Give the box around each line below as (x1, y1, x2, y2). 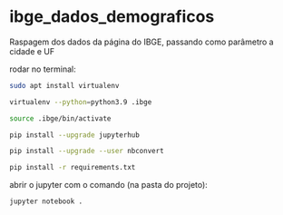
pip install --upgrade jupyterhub (9, 130, 141, 140)
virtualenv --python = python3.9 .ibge (9, 97, 152, 106)
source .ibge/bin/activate (9, 113, 112, 123)
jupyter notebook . (9, 197, 83, 206)
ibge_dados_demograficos (9, 6, 215, 27)
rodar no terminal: (9, 64, 76, 74)
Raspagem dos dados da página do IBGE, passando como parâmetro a (9, 36, 274, 47)
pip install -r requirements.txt (9, 163, 136, 172)
